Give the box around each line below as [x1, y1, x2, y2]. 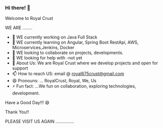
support [12, 65, 28, 71]
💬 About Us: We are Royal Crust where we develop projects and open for [12, 60, 158, 66]
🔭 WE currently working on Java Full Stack [12, 34, 97, 40]
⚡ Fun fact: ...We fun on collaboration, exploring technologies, [12, 83, 136, 89]
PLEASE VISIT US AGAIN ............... [5, 119, 74, 125]
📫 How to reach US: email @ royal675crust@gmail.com [12, 71, 124, 77]
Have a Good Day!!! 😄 [5, 100, 50, 106]
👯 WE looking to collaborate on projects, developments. [12, 50, 124, 55]
